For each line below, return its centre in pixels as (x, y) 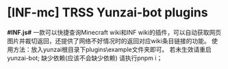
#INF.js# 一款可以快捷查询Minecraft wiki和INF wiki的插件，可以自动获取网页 (114, 32)
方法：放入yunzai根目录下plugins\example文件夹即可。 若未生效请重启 (112, 49)
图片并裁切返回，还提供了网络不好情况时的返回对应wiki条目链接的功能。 (109, 41)
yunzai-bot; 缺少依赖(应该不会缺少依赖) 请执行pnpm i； (85, 58)
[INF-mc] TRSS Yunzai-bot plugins (107, 13)
